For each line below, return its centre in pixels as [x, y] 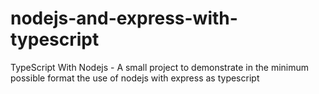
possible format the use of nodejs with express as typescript [135, 78]
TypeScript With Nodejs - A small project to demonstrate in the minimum [160, 67]
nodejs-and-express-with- [124, 18]
